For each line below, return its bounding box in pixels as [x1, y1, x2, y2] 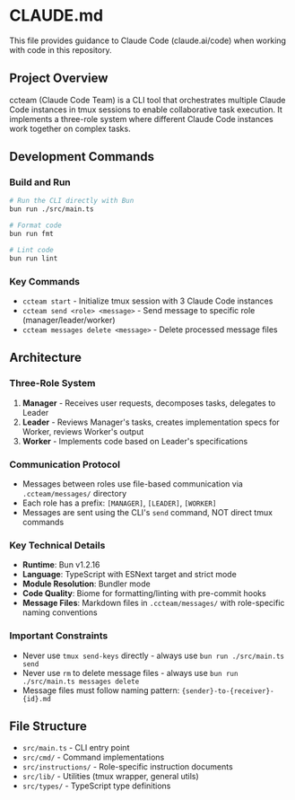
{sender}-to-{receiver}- [181, 686, 275, 696]
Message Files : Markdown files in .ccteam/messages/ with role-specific [22, 598, 285, 609]
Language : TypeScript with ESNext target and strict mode [22, 569, 238, 580]
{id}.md [22, 694, 51, 703]
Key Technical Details [9, 539, 106, 551]
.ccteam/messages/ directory [22, 488, 127, 498]
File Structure [9, 718, 87, 734]
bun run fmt [9, 230, 54, 239]
